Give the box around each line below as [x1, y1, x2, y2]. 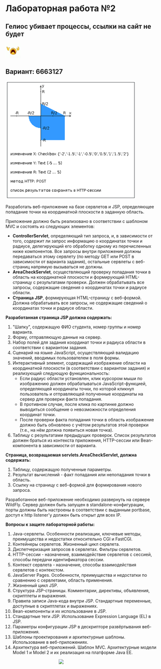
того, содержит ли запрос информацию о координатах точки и [12, 238, 143, 244]
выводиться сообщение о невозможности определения [19, 406, 136, 412]
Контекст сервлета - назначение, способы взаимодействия [12, 562, 137, 568]
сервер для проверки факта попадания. [19, 396, 102, 402]
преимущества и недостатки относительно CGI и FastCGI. [12, 536, 132, 542]
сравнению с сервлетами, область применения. [12, 577, 113, 583]
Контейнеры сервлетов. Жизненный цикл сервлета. [12, 541, 120, 547]
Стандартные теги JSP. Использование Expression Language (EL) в [12, 613, 151, 619]
